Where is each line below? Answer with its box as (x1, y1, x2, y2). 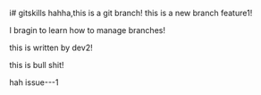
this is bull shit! (9, 60, 64, 70)
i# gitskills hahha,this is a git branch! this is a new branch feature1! (9, 8, 253, 18)
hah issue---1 (9, 77, 59, 88)
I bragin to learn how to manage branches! (9, 25, 165, 35)
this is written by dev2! (9, 42, 93, 53)
